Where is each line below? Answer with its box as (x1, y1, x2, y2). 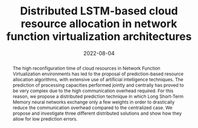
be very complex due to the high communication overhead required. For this (12, 87, 174, 94)
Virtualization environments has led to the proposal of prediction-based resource (12, 70, 184, 77)
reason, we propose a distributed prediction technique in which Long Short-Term (12, 93, 184, 100)
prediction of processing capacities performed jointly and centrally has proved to (12, 82, 184, 88)
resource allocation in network (21, 17, 177, 31)
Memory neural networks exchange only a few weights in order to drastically (12, 99, 175, 105)
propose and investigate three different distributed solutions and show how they (12, 110, 182, 117)
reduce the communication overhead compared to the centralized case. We (12, 104, 173, 111)
